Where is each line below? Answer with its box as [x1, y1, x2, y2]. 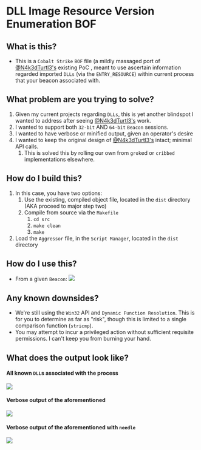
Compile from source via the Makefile [24, 208, 119, 216]
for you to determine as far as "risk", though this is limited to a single [15, 316, 187, 323]
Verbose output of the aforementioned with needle [6, 423, 136, 431]
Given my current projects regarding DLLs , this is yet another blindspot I [15, 111, 194, 118]
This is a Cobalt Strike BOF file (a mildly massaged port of [15, 58, 161, 64]
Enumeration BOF [6, 17, 97, 31]
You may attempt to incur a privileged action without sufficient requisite [15, 329, 194, 336]
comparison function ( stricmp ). [15, 322, 94, 329]
